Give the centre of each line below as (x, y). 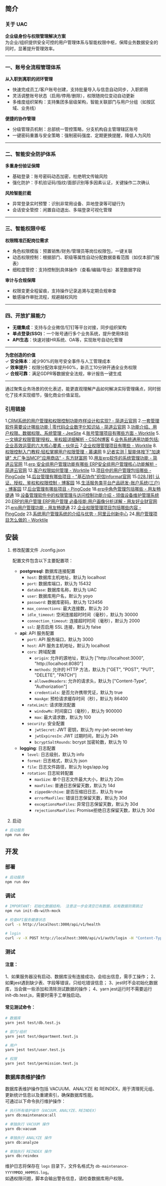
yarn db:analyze (22, 1142)
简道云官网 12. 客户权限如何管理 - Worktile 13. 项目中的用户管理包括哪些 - (78, 470)
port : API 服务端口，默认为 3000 (60, 639)
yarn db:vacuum (21, 1129)
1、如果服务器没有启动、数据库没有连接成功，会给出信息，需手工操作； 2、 (82, 976)
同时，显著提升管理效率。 (31, 48)
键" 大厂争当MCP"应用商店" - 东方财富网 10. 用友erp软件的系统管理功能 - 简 (81, 458)
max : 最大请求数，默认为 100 (63, 717)
